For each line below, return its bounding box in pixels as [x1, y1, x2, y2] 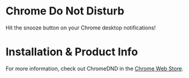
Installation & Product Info [5, 45, 138, 59]
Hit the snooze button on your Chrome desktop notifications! [5, 24, 156, 31]
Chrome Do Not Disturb [5, 4, 125, 18]
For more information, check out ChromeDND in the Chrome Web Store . [5, 65, 184, 72]
